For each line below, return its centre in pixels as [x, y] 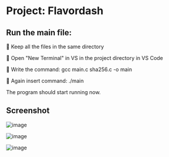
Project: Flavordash [55, 11]
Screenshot [28, 111]
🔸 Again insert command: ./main [45, 81]
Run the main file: [39, 33]
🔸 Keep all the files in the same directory [55, 46]
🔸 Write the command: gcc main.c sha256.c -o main [69, 69]
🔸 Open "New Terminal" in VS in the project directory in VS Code [85, 58]
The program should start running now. [54, 92]
